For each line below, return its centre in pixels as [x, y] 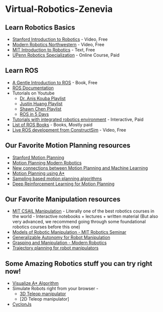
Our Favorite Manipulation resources [63, 199]
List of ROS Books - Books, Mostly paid [52, 124]
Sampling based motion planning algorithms [57, 178]
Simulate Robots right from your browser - [55, 289]
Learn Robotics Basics [40, 27]
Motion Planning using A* [39, 173]
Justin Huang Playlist [41, 104]
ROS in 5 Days [34, 114]
